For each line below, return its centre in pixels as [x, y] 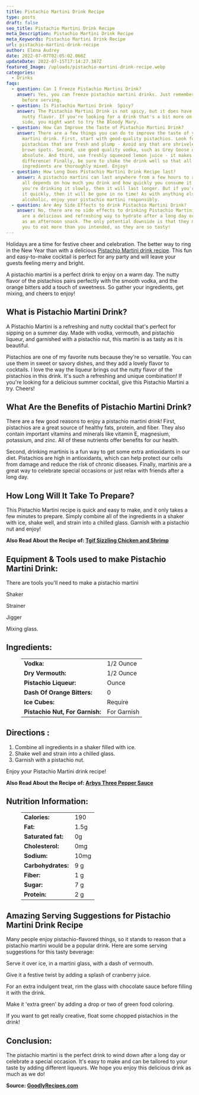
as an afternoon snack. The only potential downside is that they [105, 222]
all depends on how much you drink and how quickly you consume [103, 183]
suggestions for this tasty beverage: [50, 952]
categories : [21, 72]
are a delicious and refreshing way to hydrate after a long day [104, 216]
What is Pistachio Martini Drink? [67, 312]
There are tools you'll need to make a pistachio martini [73, 583]
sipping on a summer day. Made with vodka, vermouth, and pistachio [90, 333]
